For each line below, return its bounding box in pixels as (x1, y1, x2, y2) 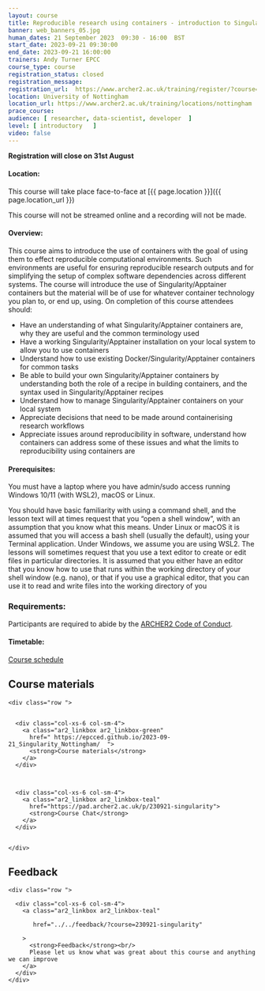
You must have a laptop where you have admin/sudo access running (8, 482, 231, 491)
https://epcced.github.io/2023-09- (54, 733, 171, 741)
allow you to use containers (19, 346, 110, 355)
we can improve (8, 955, 58, 963)
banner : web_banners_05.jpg (8, 26, 101, 34)
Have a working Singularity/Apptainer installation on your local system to (19, 337, 256, 346)
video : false (8, 129, 51, 137)
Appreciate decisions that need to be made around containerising (19, 413, 233, 422)
